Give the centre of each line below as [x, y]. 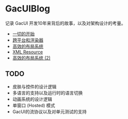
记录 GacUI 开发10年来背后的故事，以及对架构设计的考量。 [65, 23]
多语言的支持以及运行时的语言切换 [47, 92]
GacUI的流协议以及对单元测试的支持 [49, 111]
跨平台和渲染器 [28, 40]
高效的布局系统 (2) [31, 57]
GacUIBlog [28, 9]
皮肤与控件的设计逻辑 [34, 86]
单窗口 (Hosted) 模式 [34, 105]
